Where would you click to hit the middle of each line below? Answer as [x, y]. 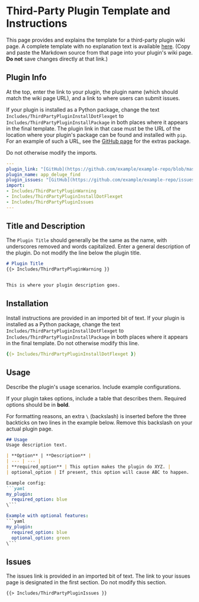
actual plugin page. [30, 429]
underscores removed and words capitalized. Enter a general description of [98, 247]
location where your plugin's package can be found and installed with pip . [97, 135]
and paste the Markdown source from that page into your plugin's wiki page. [99, 52]
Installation [27, 304]
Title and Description [46, 226]
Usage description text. [37, 445]
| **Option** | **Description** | [49, 456]
